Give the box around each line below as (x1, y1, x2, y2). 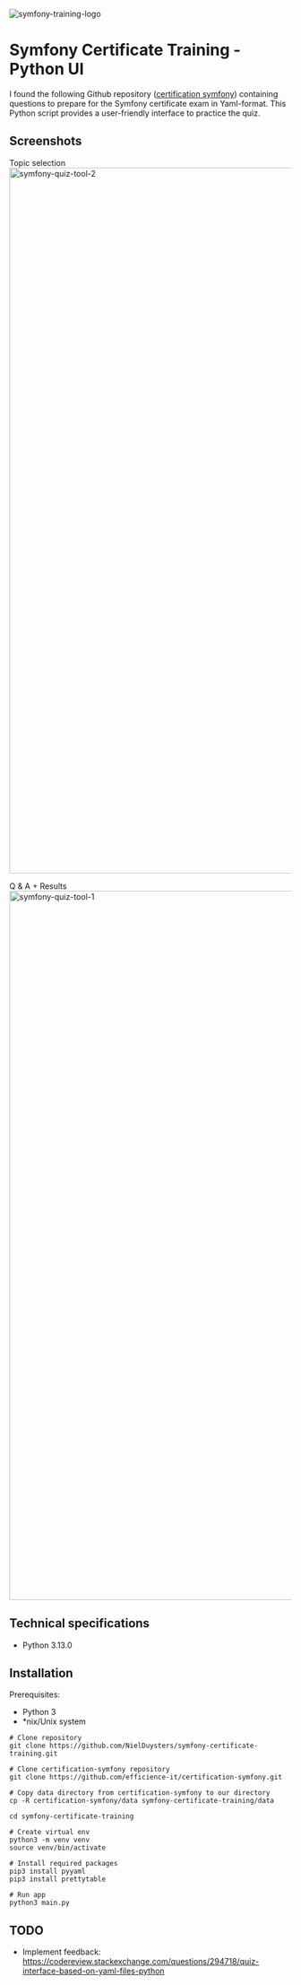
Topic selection (9, 157, 65, 168)
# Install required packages (9, 1859, 118, 1868)
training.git (9, 1749, 58, 1758)
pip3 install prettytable (9, 1875, 106, 1884)
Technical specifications (9, 1615, 150, 1632)
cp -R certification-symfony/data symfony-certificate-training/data (9, 1797, 275, 1806)
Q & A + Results (9, 880, 67, 892)
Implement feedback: (21, 1946, 101, 1957)
